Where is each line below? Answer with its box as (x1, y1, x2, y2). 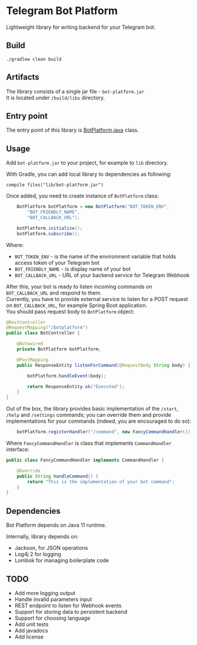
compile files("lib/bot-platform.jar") (6, 182, 104, 188)
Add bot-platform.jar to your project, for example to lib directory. (6, 159, 169, 166)
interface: (6, 446, 29, 453)
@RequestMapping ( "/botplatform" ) (6, 325, 88, 330)
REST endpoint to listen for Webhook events (14, 601, 122, 609)
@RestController (6, 319, 46, 325)
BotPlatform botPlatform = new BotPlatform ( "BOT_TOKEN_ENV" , (16, 204, 169, 210)
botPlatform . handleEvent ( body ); (27, 373, 107, 379)
